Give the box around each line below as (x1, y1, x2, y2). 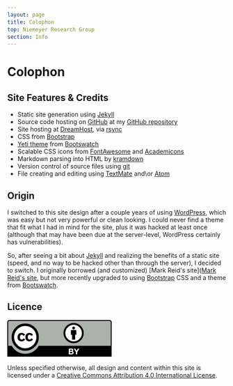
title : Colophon (7, 18, 54, 26)
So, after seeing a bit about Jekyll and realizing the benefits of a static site (7, 252, 220, 260)
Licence (7, 301, 43, 313)
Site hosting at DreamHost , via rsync (17, 125, 123, 134)
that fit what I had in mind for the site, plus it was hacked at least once (7, 223, 208, 231)
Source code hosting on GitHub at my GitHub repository (17, 118, 178, 126)
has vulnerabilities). (7, 238, 63, 247)
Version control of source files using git (17, 162, 131, 171)
